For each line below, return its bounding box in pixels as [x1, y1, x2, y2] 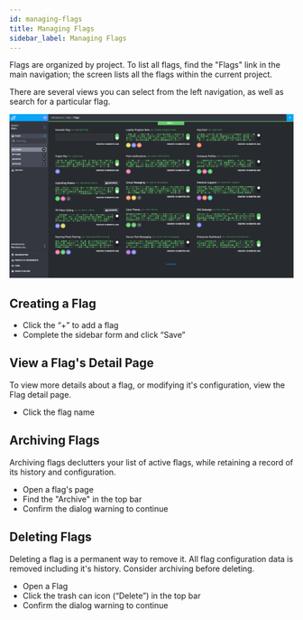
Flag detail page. [9, 389, 72, 399]
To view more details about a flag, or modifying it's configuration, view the [9, 380, 286, 390]
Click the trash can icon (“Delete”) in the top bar [22, 590, 201, 601]
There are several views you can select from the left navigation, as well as [9, 87, 284, 98]
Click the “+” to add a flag [22, 320, 119, 331]
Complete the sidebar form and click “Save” [22, 330, 186, 341]
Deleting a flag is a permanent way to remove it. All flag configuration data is [9, 553, 294, 564]
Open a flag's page [22, 484, 95, 494]
